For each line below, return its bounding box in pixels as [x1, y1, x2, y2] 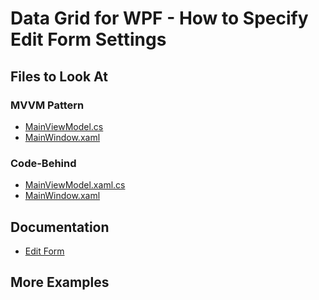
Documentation [10, 218, 110, 236]
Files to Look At [10, 68, 108, 85]
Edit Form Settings [10, 28, 167, 51]
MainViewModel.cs [24, 120, 104, 132]
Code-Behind [10, 156, 77, 170]
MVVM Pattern [10, 98, 85, 112]
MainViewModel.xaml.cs [24, 179, 126, 191]
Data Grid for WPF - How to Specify [10, 7, 309, 30]
